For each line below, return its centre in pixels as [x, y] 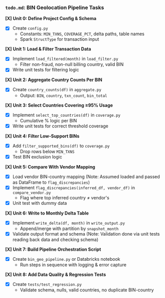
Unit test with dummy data [40, 203]
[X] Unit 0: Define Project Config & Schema [51, 19]
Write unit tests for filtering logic [46, 70]
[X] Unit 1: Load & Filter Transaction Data [48, 49]
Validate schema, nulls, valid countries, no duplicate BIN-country [87, 290]
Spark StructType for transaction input [59, 39]
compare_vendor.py [32, 193]
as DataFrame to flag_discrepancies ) [51, 182]
